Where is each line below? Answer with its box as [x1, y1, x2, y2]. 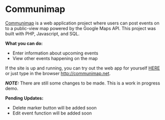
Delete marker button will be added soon [12, 104, 97, 110]
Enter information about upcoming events [12, 50, 99, 56]
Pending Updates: [5, 95, 44, 101]
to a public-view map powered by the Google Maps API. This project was [5, 25, 156, 31]
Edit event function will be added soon [12, 110, 92, 116]
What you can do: [5, 40, 43, 46]
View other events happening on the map [12, 55, 98, 61]
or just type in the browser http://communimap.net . [5, 70, 111, 76]
